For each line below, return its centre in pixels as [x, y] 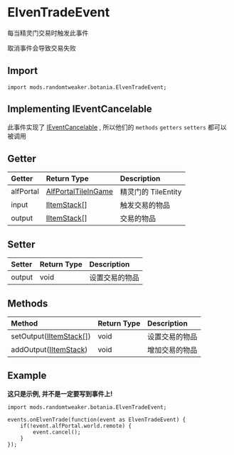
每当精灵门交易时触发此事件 [48, 33]
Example [27, 376]
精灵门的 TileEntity [151, 192]
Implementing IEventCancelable [80, 109]
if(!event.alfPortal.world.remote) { [76, 426]
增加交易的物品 [172, 350]
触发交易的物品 [145, 205]
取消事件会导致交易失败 [42, 48]
